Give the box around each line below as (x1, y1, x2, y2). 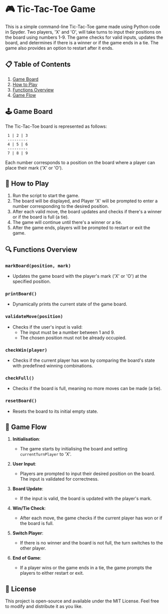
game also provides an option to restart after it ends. (5, 45, 114, 51)
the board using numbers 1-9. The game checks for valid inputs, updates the (5, 34, 163, 40)
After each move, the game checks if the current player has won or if (20, 515, 162, 521)
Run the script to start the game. (12, 193, 80, 199)
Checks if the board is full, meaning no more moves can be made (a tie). (12, 386, 162, 392)
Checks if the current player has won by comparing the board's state (12, 357, 155, 363)
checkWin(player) (5, 347, 48, 353)
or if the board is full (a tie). (12, 214, 69, 220)
